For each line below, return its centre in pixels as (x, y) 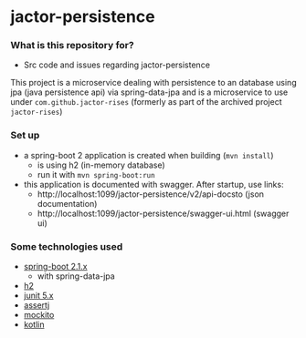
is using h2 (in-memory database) (101, 165)
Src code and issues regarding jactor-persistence (117, 65)
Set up (25, 136)
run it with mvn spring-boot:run (96, 174)
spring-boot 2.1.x (55, 267)
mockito (39, 315)
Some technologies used (67, 246)
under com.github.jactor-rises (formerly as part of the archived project (146, 102)
